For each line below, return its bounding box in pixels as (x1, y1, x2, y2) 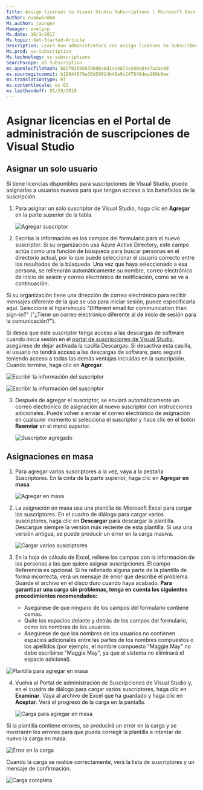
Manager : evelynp (6, 25, 50, 32)
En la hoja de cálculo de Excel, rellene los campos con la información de (14, 553, 195, 561)
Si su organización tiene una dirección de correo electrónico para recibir (6, 291, 187, 299)
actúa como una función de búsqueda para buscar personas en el (14, 247, 179, 255)
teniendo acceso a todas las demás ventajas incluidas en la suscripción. (6, 354, 186, 362)
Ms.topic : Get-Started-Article (6, 37, 85, 43)
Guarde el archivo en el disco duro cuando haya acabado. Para (14, 579, 172, 586)
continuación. (14, 280, 50, 287)
